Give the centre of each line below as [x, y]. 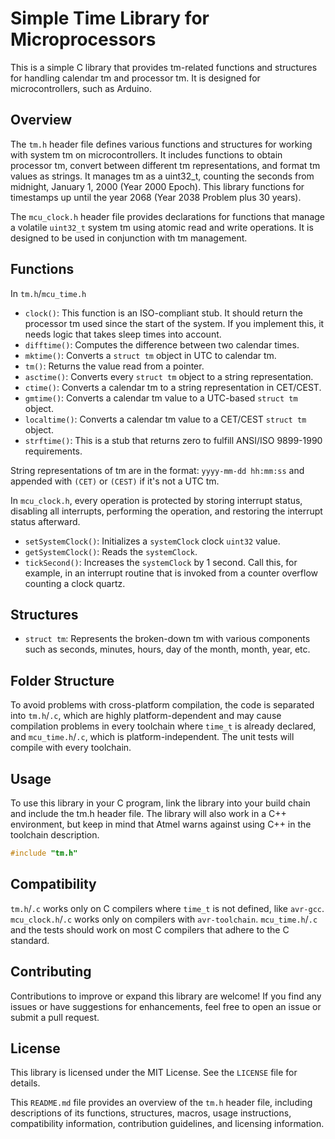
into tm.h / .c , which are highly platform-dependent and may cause [146, 716]
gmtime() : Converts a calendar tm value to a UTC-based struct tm [161, 398]
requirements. [53, 451]
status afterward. [45, 521]
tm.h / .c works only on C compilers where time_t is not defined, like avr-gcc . [167, 908]
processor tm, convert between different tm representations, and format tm [165, 165]
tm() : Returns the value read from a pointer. [114, 366]
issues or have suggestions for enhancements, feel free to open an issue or [166, 1006]
